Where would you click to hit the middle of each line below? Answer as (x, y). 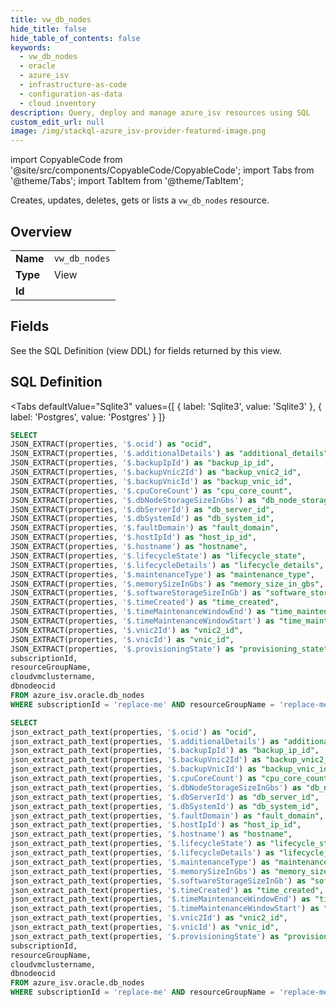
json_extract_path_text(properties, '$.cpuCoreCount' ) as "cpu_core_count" (171, 779)
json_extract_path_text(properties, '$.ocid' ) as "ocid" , (133, 732)
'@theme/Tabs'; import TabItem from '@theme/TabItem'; (127, 181)
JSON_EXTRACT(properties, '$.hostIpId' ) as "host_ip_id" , (133, 537)
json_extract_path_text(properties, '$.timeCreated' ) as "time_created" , (167, 890)
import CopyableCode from (66, 160)
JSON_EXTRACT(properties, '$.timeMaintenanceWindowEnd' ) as (138, 612)
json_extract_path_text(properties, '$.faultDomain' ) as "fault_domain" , (167, 816)
